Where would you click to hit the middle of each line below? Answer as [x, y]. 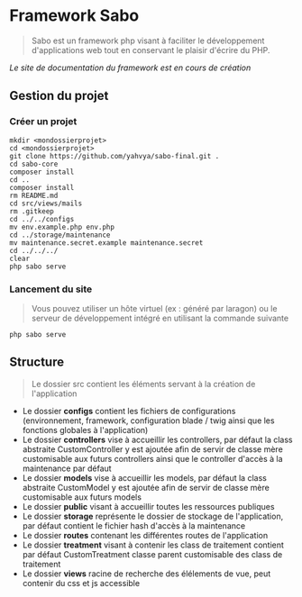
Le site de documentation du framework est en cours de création [130, 68]
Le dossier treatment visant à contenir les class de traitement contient [153, 545]
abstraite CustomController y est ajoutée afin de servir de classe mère [153, 449]
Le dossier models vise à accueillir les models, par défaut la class [145, 477]
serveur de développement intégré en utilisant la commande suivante [160, 318]
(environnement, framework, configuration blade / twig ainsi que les [148, 421]
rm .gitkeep [32, 211]
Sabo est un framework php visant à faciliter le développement [148, 41]
